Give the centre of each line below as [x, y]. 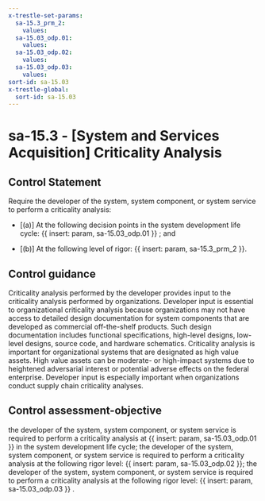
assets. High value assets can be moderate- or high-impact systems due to [131, 360]
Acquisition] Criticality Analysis [115, 153]
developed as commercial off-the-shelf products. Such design [110, 327]
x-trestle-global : [38, 89]
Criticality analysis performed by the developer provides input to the [120, 293]
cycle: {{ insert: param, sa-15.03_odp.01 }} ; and [98, 233]
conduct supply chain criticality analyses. [76, 386]
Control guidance [52, 274]
